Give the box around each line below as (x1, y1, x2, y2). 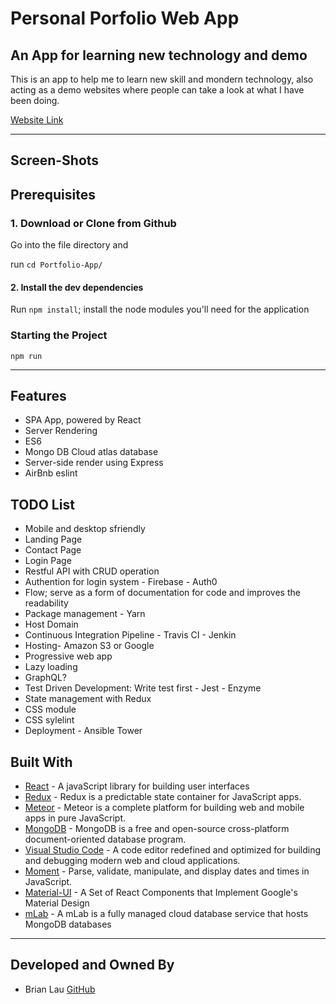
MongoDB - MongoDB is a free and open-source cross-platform (24, 823, 290, 835)
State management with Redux (24, 693, 152, 705)
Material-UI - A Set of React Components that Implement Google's (24, 887, 298, 899)
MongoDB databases (24, 918, 112, 931)
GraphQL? (24, 672, 68, 684)
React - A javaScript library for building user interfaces (24, 780, 250, 792)
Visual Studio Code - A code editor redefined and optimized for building (24, 844, 322, 856)
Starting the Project (10, 328, 108, 342)
